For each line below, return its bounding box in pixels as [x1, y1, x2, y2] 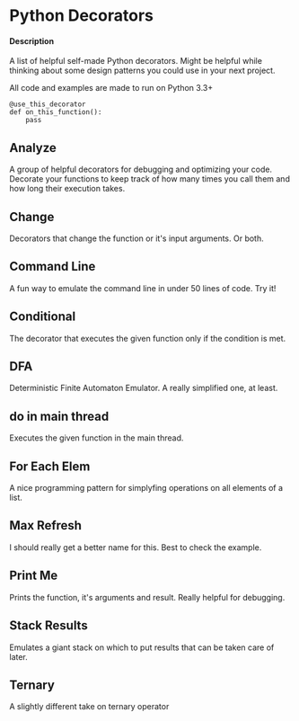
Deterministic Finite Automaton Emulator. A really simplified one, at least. [9, 383, 278, 394]
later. [9, 651, 29, 662]
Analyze [9, 140, 57, 156]
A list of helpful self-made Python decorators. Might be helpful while [9, 56, 263, 67]
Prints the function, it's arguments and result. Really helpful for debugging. [9, 592, 286, 602]
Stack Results [9, 618, 88, 634]
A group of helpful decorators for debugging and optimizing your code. [9, 164, 272, 175]
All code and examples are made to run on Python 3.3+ [9, 83, 214, 93]
